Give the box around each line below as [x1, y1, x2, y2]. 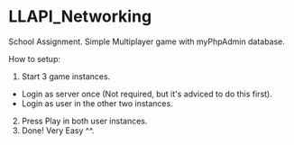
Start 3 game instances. [21, 70, 111, 82]
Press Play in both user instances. [21, 115, 148, 126]
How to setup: [8, 53, 60, 64]
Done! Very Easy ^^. [21, 124, 95, 136]
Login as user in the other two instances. [21, 97, 173, 109]
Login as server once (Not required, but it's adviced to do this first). [21, 88, 272, 99]
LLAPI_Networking [8, 6, 152, 27]
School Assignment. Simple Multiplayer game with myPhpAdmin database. [8, 36, 286, 47]
